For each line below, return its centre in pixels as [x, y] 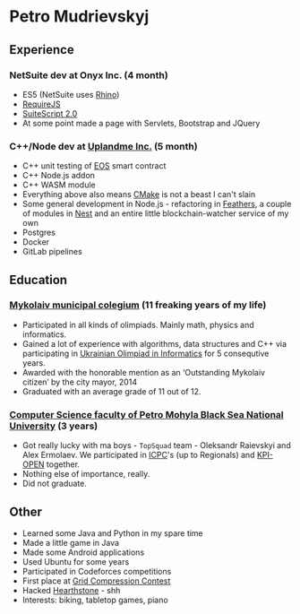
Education [39, 280]
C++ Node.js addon [59, 176]
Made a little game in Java [70, 542]
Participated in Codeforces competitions [97, 571]
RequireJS [41, 104]
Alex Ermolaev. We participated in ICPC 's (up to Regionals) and [138, 455]
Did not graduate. [55, 484]
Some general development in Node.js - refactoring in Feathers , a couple [157, 204]
